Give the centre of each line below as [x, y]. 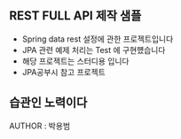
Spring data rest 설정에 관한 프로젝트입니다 [98, 39]
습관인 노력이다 [48, 103]
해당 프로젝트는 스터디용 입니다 [75, 61]
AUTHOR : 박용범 [40, 126]
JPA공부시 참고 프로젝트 [64, 72]
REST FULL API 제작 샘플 [75, 16]
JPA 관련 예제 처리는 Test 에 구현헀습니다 [94, 50]
